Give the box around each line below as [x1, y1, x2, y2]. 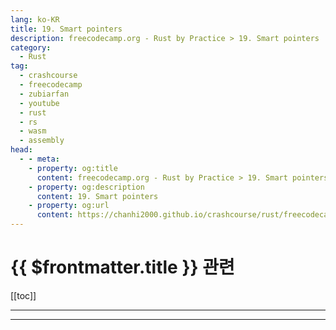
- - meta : [19, 154, 60, 164]
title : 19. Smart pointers [10, 24, 123, 34]
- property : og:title [28, 163, 118, 173]
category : [10, 42, 52, 53]
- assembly [19, 136, 65, 146]
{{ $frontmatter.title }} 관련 [10, 256, 235, 279]
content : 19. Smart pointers [36, 191, 159, 201]
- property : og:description [28, 182, 145, 192]
